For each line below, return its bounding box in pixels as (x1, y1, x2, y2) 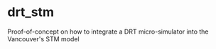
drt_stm (7, 4, 55, 20)
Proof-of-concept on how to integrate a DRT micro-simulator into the (7, 27, 209, 36)
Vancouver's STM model (7, 34, 80, 43)
